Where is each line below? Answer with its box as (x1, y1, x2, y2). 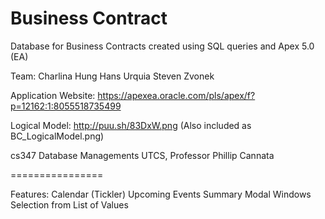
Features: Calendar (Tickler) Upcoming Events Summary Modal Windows (10, 188, 312, 200)
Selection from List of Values (10, 198, 129, 211)
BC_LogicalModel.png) (10, 130, 105, 142)
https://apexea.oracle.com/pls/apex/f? (97, 89, 256, 101)
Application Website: (10, 89, 96, 101)
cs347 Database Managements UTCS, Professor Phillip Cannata (10, 149, 275, 161)
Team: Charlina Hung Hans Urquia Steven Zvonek (10, 70, 215, 82)
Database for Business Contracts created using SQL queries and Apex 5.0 (10, 40, 315, 52)
